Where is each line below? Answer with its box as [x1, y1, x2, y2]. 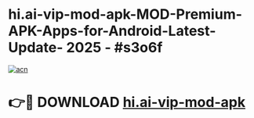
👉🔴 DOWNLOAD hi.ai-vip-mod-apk [8, 94, 245, 111]
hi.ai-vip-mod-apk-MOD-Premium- [8, 5, 243, 23]
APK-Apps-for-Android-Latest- [8, 22, 216, 40]
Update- [8, 39, 63, 56]
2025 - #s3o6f [66, 39, 163, 56]
